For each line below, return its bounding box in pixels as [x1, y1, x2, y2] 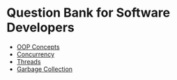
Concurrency [16, 50, 55, 58]
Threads [16, 57, 41, 65]
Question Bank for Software [6, 5, 171, 21]
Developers [6, 19, 75, 35]
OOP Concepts [16, 42, 60, 51]
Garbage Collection [16, 65, 73, 73]
